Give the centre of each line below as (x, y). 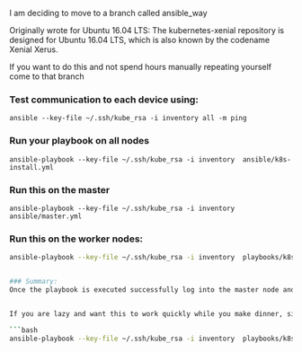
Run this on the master (60, 189)
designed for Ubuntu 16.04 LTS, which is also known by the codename (140, 40)
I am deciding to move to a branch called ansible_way (109, 13)
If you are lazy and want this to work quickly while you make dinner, (146, 313)
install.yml (31, 167)
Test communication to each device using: (104, 100)
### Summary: (34, 282)
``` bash (24, 330)
